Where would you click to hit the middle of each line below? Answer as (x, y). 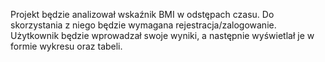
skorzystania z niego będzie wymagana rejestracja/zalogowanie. (143, 25)
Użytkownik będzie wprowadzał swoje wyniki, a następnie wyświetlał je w (162, 35)
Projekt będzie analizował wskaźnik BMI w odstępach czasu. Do (142, 14)
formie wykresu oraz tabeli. (66, 46)
